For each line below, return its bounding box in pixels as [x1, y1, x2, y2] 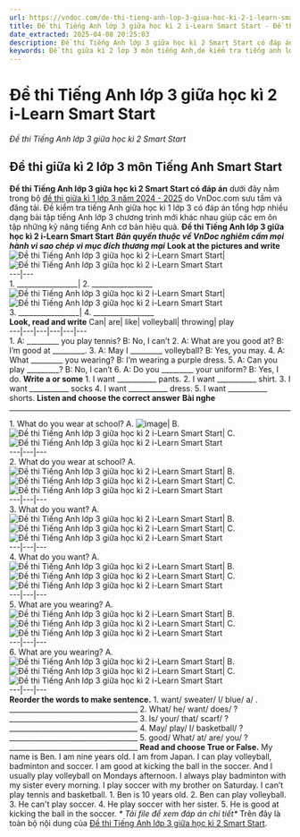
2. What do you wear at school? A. [9, 456, 136, 466]
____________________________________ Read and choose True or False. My [9, 741, 273, 752]
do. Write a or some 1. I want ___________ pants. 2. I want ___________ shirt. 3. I [9, 373, 291, 384]
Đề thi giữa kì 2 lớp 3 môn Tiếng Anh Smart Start [9, 159, 283, 175]
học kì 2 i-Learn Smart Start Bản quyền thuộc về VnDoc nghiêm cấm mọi [9, 230, 284, 242]
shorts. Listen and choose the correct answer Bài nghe [9, 392, 216, 403]
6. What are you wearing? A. [9, 646, 113, 657]
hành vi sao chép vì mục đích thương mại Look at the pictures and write [9, 240, 280, 251]
